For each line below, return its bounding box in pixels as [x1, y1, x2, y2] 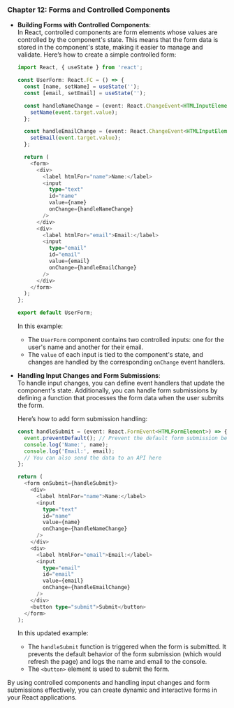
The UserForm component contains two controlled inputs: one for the [27, 336, 225, 344]
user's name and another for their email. [27, 343, 144, 351]
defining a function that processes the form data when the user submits [17, 394, 224, 402]
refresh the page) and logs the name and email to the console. [27, 658, 207, 666]
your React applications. [7, 693, 77, 702]
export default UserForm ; [17, 309, 93, 316]
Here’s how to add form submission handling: [17, 415, 148, 423]
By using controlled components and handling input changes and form [7, 679, 210, 687]
